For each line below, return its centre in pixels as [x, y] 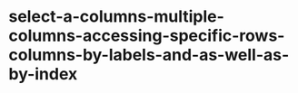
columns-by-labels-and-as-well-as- [149, 55]
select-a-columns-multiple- [116, 17]
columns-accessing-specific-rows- [147, 36]
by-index [43, 74]
